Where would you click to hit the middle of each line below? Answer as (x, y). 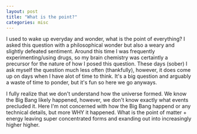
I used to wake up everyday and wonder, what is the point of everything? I (96, 39)
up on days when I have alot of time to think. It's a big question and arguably (98, 76)
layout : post (22, 11)
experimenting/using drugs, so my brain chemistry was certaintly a (87, 58)
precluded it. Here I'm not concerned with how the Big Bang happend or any (98, 106)
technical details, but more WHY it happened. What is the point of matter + (96, 112)
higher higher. (23, 125)
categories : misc (27, 22)
